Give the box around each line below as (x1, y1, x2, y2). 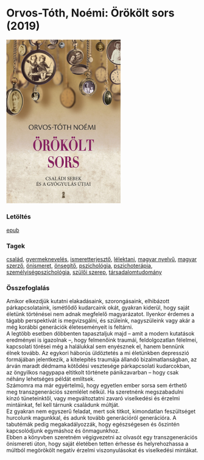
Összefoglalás (6, 284, 50, 292)
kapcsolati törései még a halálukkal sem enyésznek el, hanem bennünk (6, 343, 185, 350)
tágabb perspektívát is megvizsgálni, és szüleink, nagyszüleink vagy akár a (6, 317, 195, 325)
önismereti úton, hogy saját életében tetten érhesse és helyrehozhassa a (6, 440, 189, 448)
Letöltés (6, 212, 32, 221)
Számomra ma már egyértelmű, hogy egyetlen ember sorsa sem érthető (6, 382, 188, 389)
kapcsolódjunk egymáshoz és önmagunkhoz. (6, 427, 120, 434)
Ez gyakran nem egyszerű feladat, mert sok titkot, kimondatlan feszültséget (6, 408, 196, 415)
